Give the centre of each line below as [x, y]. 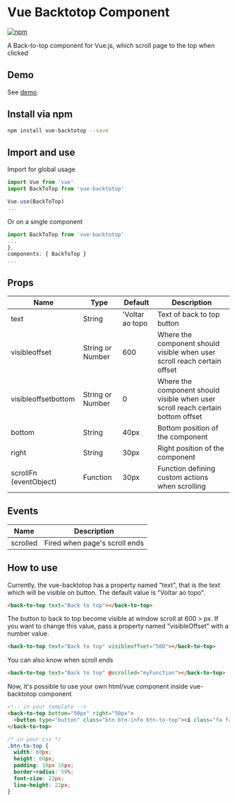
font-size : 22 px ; [39, 778]
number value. [28, 634]
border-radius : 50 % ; [44, 772]
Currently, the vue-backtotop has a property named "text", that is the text [114, 585]
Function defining [187, 468]
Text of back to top [189, 314]
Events [23, 511]
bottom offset [180, 417]
